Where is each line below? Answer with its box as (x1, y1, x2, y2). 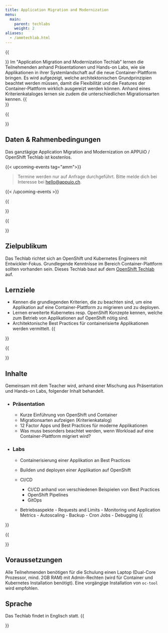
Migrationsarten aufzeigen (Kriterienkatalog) (20, 417, 112, 423)
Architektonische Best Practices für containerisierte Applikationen (12, 321, 149, 327)
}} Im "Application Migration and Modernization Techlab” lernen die (5, 59, 144, 65)
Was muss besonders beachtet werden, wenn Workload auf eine (20, 428, 154, 434)
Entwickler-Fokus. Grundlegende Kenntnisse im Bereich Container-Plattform (5, 260, 162, 266)
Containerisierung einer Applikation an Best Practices (20, 457, 130, 463)
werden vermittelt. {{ (12, 326, 56, 332)
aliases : (5, 31, 24, 36)
